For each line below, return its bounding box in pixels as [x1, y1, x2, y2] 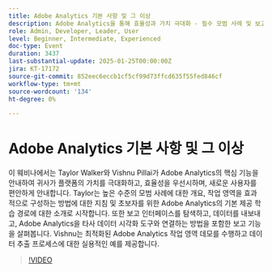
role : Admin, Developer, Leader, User [8, 27, 139, 35]
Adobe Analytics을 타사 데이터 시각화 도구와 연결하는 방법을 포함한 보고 [19, 218, 247, 228]
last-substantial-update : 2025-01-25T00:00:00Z [8, 58, 172, 66]
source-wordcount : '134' [8, 87, 92, 96]
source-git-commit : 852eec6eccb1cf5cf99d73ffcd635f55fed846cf [8, 72, 223, 80]
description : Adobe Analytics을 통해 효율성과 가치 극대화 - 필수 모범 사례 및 [8, 19, 252, 28]
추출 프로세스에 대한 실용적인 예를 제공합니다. [16, 239, 160, 248]
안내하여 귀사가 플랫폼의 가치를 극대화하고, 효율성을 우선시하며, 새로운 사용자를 [8, 178, 257, 188]
